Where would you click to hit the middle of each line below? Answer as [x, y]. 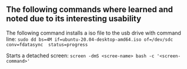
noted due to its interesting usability [74, 19]
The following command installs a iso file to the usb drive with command [93, 33]
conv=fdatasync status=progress [47, 44]
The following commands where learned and [90, 10]
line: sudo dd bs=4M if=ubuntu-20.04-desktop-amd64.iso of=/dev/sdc [90, 39]
